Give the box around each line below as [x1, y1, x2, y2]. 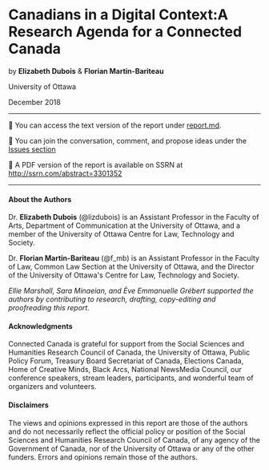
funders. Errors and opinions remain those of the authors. [8, 452, 198, 462]
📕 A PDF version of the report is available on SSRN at [8, 160, 183, 169]
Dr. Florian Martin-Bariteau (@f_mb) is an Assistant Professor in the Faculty [8, 253, 260, 263]
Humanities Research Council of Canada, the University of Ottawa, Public [8, 347, 251, 358]
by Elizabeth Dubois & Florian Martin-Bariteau [8, 66, 164, 75]
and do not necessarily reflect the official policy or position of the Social [8, 427, 246, 436]
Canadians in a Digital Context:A [8, 6, 228, 24]
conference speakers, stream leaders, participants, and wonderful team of [8, 373, 254, 383]
